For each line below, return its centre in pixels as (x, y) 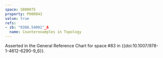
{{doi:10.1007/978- (140, 46)
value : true (17, 18)
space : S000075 (20, 9)
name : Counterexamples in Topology (45, 32)
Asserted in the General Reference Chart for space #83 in (63, 46)
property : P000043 (24, 14)
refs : (10, 23)
